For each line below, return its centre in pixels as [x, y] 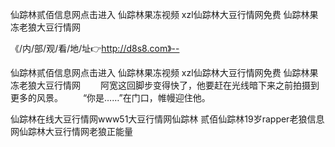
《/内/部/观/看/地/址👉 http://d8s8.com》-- [95, 48]
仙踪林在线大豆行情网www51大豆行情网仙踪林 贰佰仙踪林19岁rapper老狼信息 [167, 119]
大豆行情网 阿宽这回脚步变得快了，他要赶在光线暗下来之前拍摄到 [178, 85]
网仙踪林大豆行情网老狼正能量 [71, 131]
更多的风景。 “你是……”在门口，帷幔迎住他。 [110, 97]
